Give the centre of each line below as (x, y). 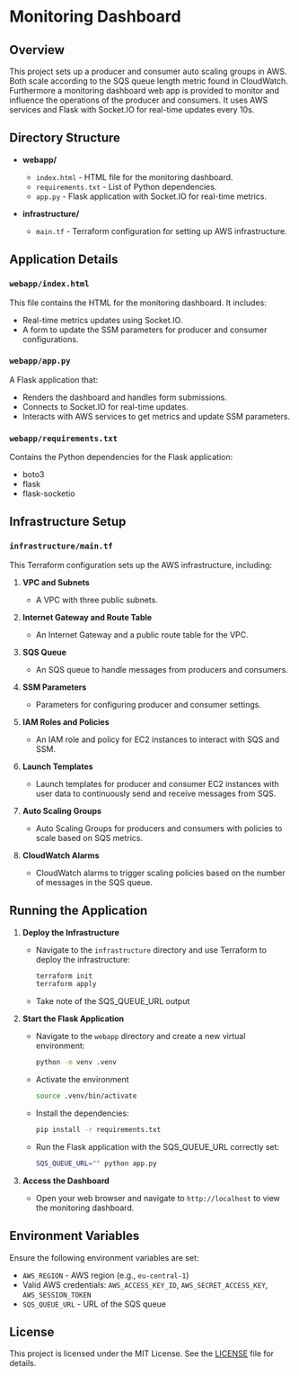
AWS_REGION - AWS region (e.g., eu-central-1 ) (106, 1275)
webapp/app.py (40, 361)
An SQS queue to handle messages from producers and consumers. (162, 669)
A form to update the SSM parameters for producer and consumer (145, 330)
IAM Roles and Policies (66, 721)
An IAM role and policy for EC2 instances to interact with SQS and (158, 739)
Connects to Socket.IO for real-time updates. (105, 406)
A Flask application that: (54, 379)
